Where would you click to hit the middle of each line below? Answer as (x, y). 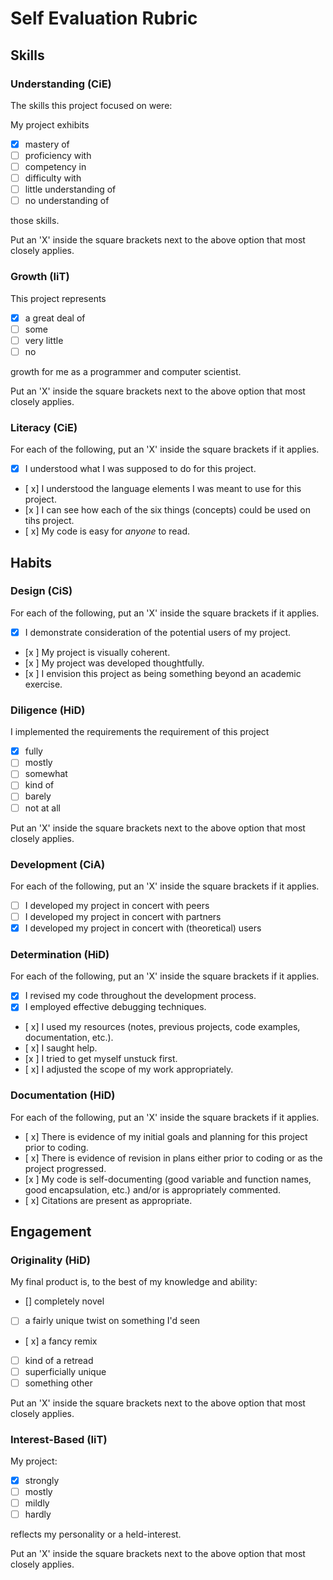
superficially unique (65, 1371)
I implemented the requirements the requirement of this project (140, 732)
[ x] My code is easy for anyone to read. (107, 531)
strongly (42, 1481)
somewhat (46, 774)
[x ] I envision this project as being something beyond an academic (163, 673)
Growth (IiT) (40, 277)
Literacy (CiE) (44, 427)
